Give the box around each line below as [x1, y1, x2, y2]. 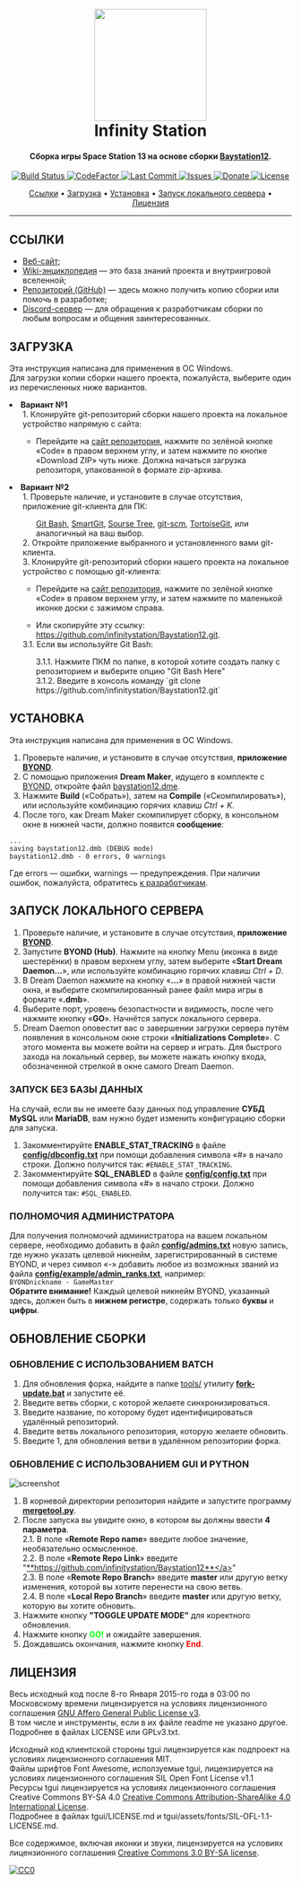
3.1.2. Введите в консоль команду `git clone [35, 676, 202, 687]
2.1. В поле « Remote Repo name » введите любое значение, [21, 1534, 249, 1545]
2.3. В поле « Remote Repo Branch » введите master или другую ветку [21, 1572, 288, 1582]
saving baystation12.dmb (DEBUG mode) [9, 844, 154, 853]
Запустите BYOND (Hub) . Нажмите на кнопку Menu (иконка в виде [21, 946, 279, 957]
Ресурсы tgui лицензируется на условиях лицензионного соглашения [9, 1783, 276, 1793]
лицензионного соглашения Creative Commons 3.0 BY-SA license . [9, 1847, 260, 1858]
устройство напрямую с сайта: [21, 418, 142, 429]
